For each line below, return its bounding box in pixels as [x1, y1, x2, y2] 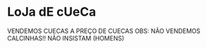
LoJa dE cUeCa [7, 4, 97, 20]
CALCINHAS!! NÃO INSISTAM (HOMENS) [7, 34, 125, 42]
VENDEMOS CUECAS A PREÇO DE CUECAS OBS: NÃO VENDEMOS [7, 27, 201, 35]
